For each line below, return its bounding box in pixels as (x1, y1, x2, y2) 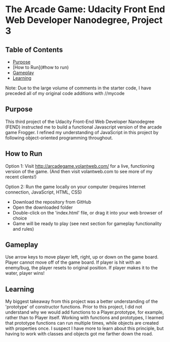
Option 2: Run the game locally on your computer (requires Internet (5, 183, 146, 190)
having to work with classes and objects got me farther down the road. (5, 331, 153, 337)
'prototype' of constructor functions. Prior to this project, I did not (5, 304, 143, 310)
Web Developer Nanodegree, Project (5, 14, 163, 26)
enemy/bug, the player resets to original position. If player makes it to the (5, 265, 158, 271)
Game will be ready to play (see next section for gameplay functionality (12, 220, 162, 227)
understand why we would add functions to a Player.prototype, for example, (5, 309, 164, 316)
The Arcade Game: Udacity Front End (5, 4, 165, 15)
